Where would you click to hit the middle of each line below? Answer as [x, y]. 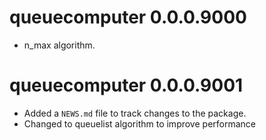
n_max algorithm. [59, 45]
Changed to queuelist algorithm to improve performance [139, 123]
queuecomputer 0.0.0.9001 [126, 85]
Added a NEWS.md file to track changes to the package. [135, 113]
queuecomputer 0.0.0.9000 [128, 17]
